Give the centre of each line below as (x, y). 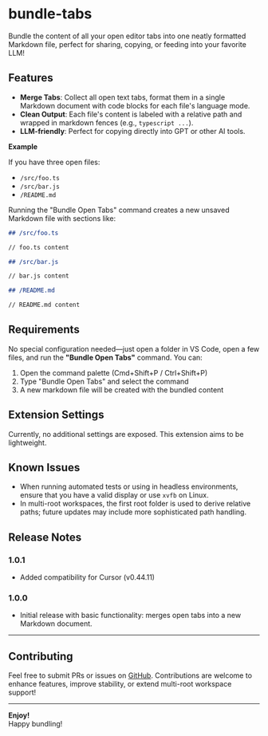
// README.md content (44, 305)
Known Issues (44, 468)
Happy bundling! (35, 724)
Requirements (44, 330)
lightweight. (28, 443)
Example (23, 146)
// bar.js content (39, 276)
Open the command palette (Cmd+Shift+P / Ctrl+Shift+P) (114, 372)
